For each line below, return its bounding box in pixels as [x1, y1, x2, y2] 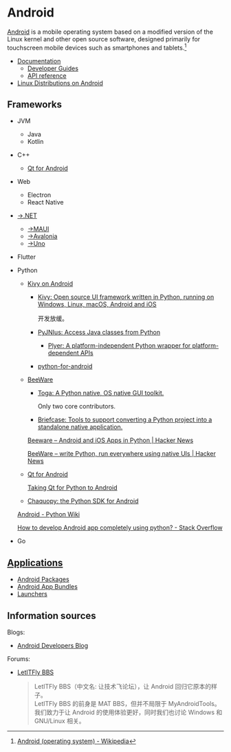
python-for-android [37, 362, 93, 370]
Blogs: [7, 628, 25, 636]
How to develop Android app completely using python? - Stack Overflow [16, 523, 223, 532]
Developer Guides [27, 64, 79, 72]
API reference [27, 71, 67, 80]
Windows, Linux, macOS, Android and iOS [37, 300, 157, 309]
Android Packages [16, 575, 70, 583]
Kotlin [27, 138, 44, 146]
